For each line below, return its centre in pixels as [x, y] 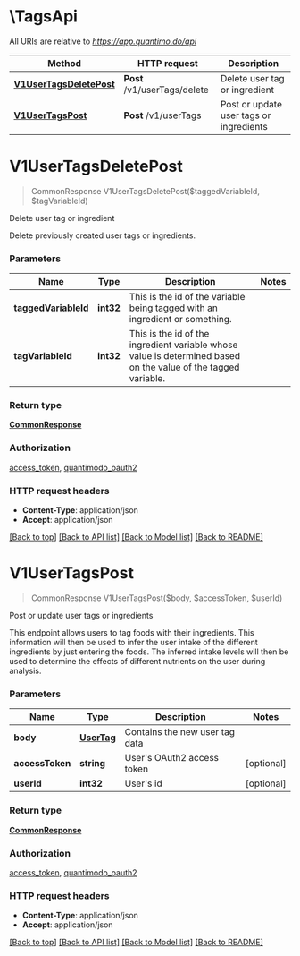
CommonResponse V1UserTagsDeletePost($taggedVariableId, [146, 191]
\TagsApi [44, 17]
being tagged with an [174, 308]
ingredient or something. [180, 320]
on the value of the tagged [184, 367]
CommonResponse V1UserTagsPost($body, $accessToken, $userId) [157, 598]
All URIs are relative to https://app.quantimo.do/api [103, 41]
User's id [143, 783]
